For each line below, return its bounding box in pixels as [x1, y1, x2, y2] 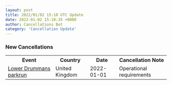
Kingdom [55, 71, 78, 78]
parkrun [8, 71, 27, 78]
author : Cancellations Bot [5, 22, 63, 27]
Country [59, 57, 81, 64]
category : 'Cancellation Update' [5, 27, 77, 32]
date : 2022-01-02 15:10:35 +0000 [5, 17, 77, 22]
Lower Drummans [8, 65, 51, 72]
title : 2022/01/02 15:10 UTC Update [5, 12, 83, 17]
